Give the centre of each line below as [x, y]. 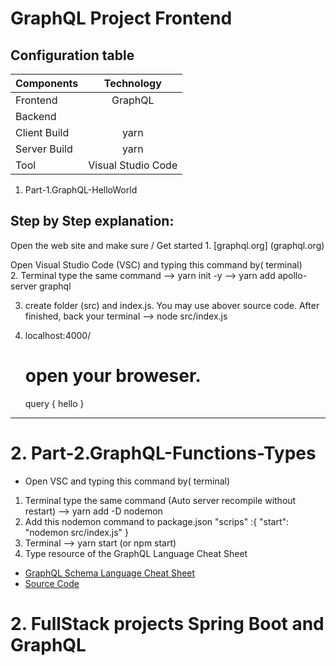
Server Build [44, 149]
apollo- [292, 275]
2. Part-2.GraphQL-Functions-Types [163, 453]
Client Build [42, 132]
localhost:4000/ [58, 335]
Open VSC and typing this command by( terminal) [127, 481]
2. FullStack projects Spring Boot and [167, 623]
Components [47, 83]
